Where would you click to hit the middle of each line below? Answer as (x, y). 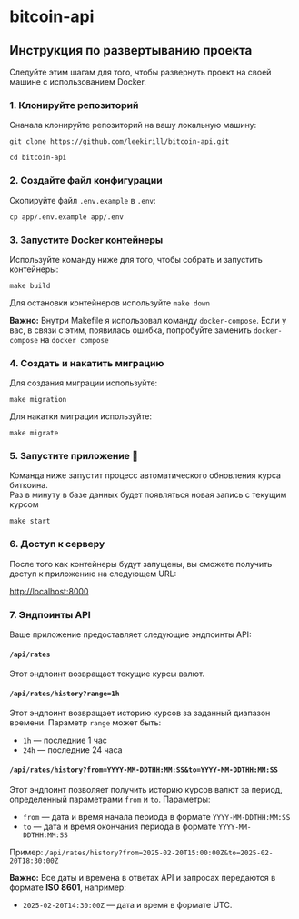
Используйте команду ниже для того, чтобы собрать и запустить (136, 259)
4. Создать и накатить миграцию (87, 363)
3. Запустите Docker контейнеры (86, 240)
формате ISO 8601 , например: (68, 887)
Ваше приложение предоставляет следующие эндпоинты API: (130, 634)
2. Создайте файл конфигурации (86, 181)
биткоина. (29, 485)
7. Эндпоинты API (50, 614)
